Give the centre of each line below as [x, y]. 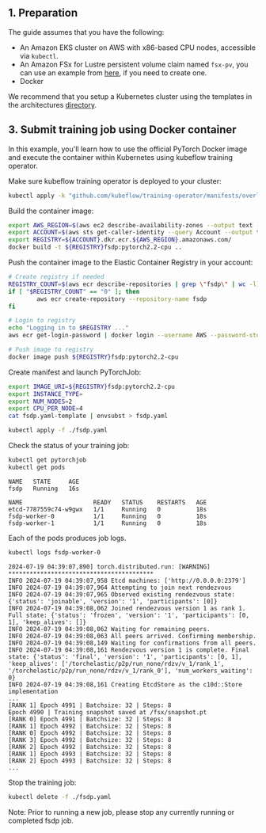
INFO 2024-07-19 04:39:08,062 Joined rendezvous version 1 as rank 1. [127, 608]
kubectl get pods [37, 467]
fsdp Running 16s [44, 489]
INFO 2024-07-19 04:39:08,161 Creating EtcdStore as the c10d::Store [125, 684]
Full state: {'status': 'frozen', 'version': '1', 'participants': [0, [129, 615]
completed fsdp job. [41, 820]
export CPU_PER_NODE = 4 [46, 409]
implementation [33, 691]
